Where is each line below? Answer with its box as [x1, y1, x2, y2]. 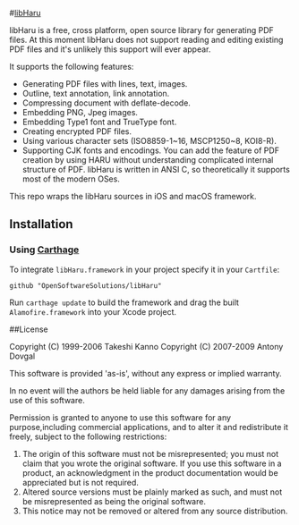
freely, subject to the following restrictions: [9, 431, 167, 442]
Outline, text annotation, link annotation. [21, 89, 170, 98]
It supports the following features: [9, 62, 134, 72]
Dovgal [9, 351, 36, 361]
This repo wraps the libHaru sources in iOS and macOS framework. [9, 191, 257, 201]
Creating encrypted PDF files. [21, 126, 132, 137]
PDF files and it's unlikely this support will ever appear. [9, 44, 211, 55]
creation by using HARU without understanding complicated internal [21, 155, 274, 165]
